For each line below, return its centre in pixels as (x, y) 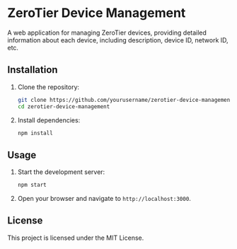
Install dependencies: (49, 120)
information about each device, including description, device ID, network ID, (118, 40)
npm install (35, 133)
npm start (32, 185)
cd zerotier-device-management (64, 106)
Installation (33, 70)
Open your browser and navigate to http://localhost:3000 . (104, 199)
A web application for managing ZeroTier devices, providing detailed (107, 33)
